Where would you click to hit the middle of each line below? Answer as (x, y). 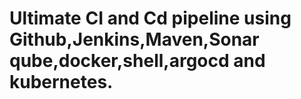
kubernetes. (61, 82)
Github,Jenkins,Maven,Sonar (134, 39)
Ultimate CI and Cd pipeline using (150, 18)
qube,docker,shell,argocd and (137, 61)
